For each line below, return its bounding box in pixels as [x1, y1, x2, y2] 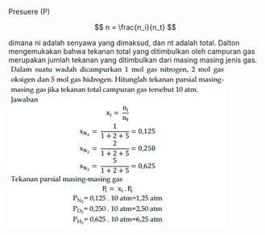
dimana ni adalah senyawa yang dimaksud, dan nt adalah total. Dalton [8, 38, 240, 47]
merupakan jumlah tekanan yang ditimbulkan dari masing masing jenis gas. [8, 56, 258, 64]
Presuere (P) [8, 7, 51, 16]
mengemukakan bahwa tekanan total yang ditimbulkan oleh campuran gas [8, 47, 255, 56]
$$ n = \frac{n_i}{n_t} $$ [93, 23, 177, 31]
